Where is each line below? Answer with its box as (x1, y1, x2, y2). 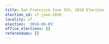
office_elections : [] (5, 26, 51, 31)
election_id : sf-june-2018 (5, 12, 62, 17)
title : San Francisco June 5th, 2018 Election (5, 7, 104, 13)
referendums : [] (5, 31, 39, 36)
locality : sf (5, 17, 33, 22)
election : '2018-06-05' (5, 21, 55, 27)
